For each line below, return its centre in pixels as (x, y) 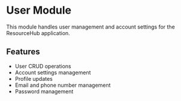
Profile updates (34, 78)
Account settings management (53, 72)
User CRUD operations (43, 66)
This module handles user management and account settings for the (90, 27)
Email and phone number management (63, 85)
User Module (39, 10)
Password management (44, 91)
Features (23, 52)
